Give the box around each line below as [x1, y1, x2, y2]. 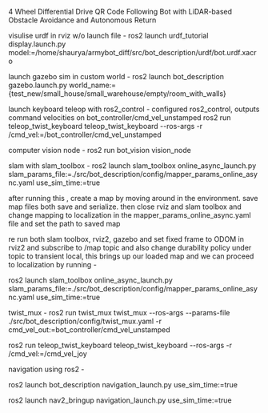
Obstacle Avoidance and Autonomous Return [8, 15, 157, 25]
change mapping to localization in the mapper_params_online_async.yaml [8, 211, 251, 219]
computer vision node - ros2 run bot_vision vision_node [8, 146, 192, 154]
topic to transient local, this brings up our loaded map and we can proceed [8, 251, 254, 261]
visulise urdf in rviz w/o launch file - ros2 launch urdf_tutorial [8, 31, 209, 40]
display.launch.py [8, 39, 66, 49]
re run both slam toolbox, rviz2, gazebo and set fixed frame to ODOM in [8, 235, 244, 243]
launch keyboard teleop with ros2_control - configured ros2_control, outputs [8, 104, 260, 114]
